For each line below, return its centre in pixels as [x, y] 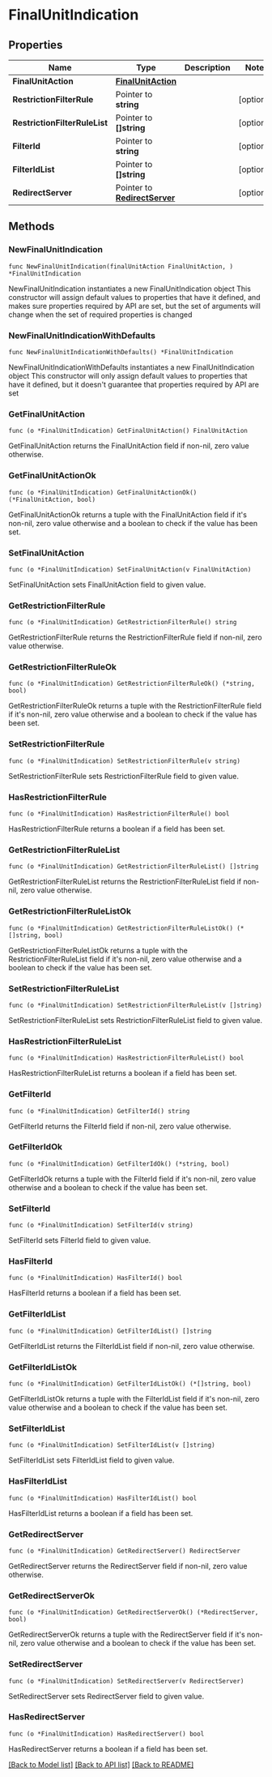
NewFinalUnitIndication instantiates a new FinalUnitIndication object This [130, 289]
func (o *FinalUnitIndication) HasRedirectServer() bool [106, 1734]
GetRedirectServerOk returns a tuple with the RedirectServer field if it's [127, 1634]
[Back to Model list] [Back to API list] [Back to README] [101, 1764]
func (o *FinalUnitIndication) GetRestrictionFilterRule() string [123, 623]
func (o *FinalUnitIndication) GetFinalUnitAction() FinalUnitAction [128, 431]
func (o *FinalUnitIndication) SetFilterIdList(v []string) [112, 1445]
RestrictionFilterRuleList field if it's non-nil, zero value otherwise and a [125, 959]
